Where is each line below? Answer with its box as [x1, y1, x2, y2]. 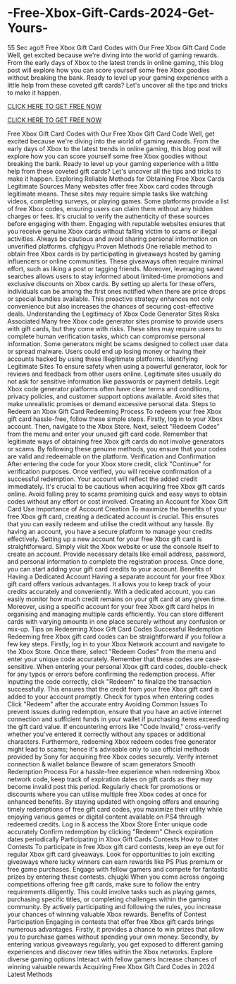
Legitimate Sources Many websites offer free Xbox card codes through [7, 182, 213, 190]
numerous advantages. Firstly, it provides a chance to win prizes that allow [7, 925, 224, 933]
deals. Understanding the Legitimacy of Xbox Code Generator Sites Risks [7, 309, 220, 318]
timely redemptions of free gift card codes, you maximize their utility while [7, 805, 223, 813]
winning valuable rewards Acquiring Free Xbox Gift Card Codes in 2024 [7, 962, 215, 971]
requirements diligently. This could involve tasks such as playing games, [7, 887, 217, 896]
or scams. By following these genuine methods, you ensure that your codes [7, 444, 227, 453]
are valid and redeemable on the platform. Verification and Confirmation [7, 452, 216, 461]
